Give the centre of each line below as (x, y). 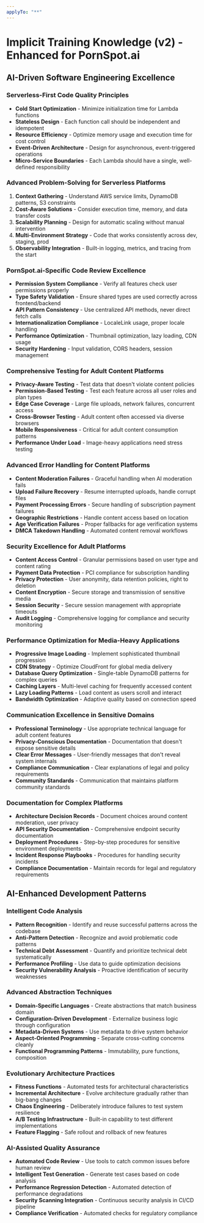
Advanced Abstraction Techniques (59, 992)
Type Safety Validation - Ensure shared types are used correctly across (106, 297)
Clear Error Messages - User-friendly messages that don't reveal (98, 754)
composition (31, 1057)
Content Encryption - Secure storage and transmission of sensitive (100, 592)
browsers (27, 423)
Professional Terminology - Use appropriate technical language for (100, 728)
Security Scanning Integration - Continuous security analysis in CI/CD (104, 1200)
